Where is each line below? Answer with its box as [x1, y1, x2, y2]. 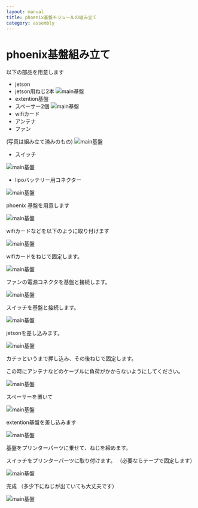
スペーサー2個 [14, 103, 50, 110]
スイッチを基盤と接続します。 [6, 304, 80, 311]
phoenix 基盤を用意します [6, 202, 70, 209]
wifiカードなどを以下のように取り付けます [6, 228, 109, 235]
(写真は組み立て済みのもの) [6, 138, 74, 145]
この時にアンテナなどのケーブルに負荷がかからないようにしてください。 [6, 367, 184, 375]
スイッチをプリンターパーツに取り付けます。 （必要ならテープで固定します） [6, 457, 196, 464]
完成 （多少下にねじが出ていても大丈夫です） [6, 483, 118, 490]
